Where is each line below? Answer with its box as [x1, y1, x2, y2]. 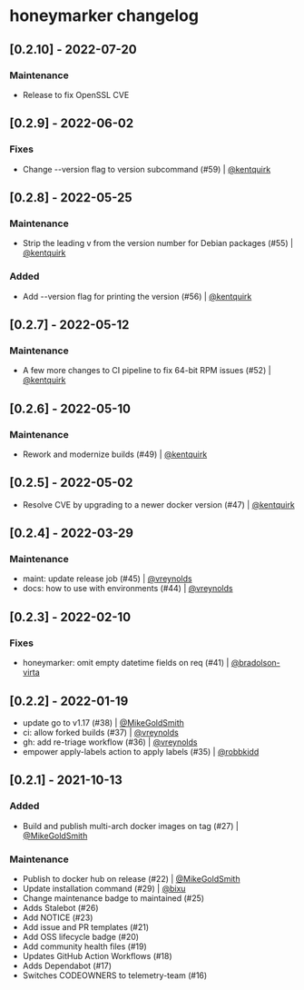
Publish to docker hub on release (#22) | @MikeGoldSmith [22, 873, 240, 884]
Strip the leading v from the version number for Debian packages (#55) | [22, 238, 293, 249]
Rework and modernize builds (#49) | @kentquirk [22, 449, 208, 460]
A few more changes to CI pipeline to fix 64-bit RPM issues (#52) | [22, 365, 271, 376]
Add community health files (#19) [22, 941, 147, 952]
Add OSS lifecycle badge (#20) [22, 931, 139, 942]
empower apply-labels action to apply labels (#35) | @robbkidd [22, 746, 260, 757]
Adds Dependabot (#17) [22, 960, 112, 971]
